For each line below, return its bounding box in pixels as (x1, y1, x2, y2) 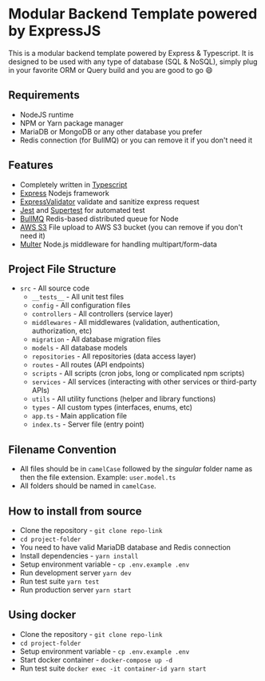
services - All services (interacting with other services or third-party (31, 377, 257, 387)
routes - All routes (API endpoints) (31, 360, 145, 370)
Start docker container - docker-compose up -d (19, 655, 173, 664)
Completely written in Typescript (19, 179, 128, 189)
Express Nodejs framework (19, 188, 109, 198)
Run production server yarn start (19, 585, 132, 595)
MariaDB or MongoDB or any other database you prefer (19, 126, 203, 136)
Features (8, 158, 53, 172)
